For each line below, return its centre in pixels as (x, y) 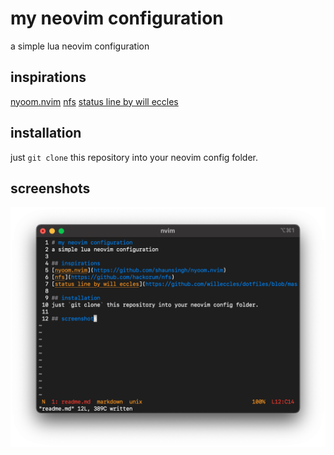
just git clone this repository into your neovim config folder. (134, 157)
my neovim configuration (117, 18)
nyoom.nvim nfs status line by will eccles (94, 101)
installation (46, 133)
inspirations (48, 77)
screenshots (50, 188)
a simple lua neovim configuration (80, 46)
